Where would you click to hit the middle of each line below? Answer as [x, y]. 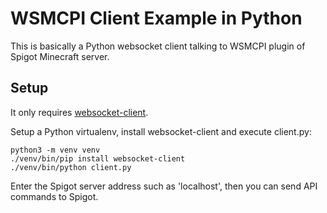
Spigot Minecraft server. [60, 56]
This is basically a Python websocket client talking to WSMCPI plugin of [158, 46]
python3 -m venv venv [55, 150]
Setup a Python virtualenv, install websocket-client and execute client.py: [161, 131]
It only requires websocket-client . [79, 112]
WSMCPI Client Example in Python [156, 18]
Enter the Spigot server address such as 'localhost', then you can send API [164, 186]
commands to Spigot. [54, 196]
